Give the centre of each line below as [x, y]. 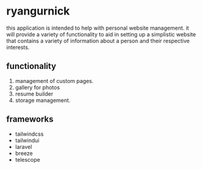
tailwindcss [29, 134]
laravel [23, 147]
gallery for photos [37, 87]
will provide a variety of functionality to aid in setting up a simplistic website [101, 34]
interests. [18, 47]
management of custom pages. [54, 81]
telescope [28, 159]
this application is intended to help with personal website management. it [98, 28]
